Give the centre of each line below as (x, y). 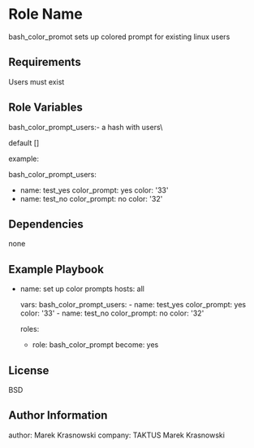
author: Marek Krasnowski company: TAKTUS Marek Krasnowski (117, 435)
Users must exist (37, 81)
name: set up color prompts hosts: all (82, 289)
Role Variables (45, 108)
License (29, 370)
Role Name (45, 14)
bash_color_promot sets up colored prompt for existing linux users (119, 37)
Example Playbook (56, 269)
